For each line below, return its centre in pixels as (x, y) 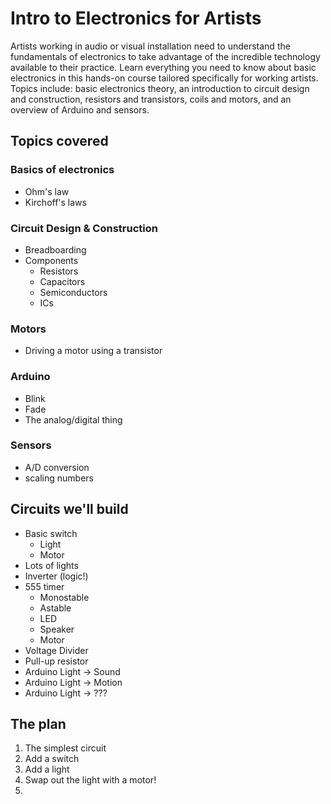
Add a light (47, 769)
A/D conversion (57, 467)
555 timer (44, 586)
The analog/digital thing (73, 419)
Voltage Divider (56, 650)
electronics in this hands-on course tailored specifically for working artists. (164, 78)
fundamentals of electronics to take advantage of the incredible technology (165, 56)
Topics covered (59, 141)
